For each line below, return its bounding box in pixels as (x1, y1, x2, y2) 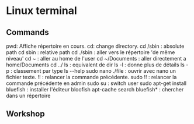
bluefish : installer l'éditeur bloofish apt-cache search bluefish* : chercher (6, 86, 184, 93)
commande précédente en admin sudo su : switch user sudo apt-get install (6, 80, 187, 87)
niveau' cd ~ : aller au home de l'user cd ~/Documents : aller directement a (6, 55, 186, 62)
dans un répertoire (6, 92, 51, 99)
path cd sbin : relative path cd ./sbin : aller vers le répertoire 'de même (6, 49, 175, 56)
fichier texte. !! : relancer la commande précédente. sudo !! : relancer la (6, 74, 177, 80)
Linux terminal (6, 4, 77, 17)
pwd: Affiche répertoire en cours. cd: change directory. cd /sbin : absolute (6, 42, 185, 49)
